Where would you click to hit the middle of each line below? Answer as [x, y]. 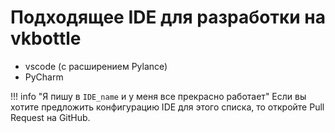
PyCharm [44, 77]
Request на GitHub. [50, 117]
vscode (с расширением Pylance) [96, 66]
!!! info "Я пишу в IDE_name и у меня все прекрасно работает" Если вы [158, 96]
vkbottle [46, 38]
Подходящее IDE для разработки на [168, 17]
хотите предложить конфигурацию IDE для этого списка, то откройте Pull [167, 107]
